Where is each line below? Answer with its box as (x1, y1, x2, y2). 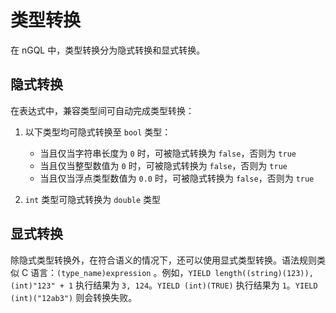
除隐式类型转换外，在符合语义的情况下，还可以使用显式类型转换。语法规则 (10, 254, 317, 266)
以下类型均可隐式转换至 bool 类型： (24, 126, 172, 138)
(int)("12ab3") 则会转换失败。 (10, 291, 138, 303)
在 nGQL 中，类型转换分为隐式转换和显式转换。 (10, 44, 206, 56)
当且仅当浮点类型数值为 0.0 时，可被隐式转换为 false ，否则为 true (39, 172, 315, 184)
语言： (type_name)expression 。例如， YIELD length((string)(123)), (30, 266, 314, 278)
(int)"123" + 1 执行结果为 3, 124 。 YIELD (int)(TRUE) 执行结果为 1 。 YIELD (10, 279, 318, 291)
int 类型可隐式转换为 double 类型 (24, 193, 162, 205)
